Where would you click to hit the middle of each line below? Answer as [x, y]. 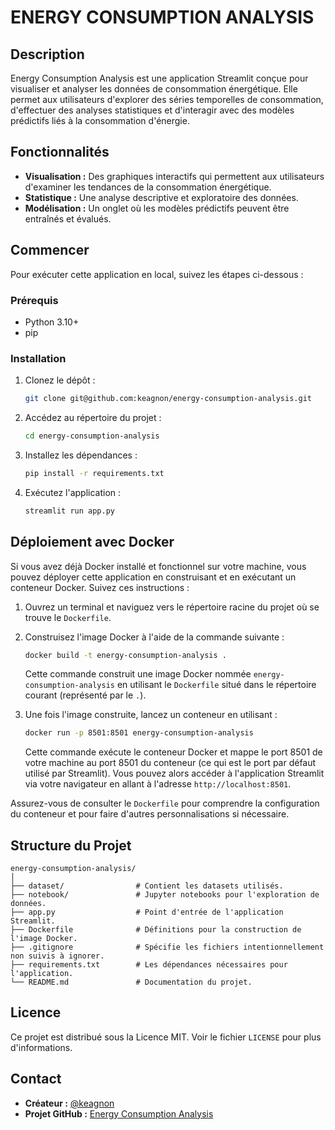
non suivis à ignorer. [57, 956]
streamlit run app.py [69, 511]
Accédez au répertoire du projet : [93, 418]
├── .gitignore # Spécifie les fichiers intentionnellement [167, 947]
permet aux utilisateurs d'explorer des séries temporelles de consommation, [167, 99]
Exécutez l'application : [73, 492]
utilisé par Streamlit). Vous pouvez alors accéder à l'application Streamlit [174, 773]
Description [47, 54]
